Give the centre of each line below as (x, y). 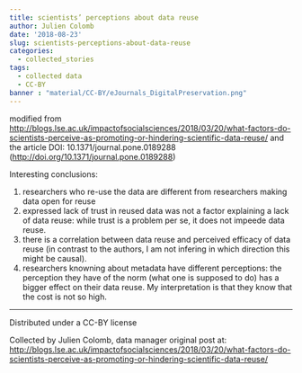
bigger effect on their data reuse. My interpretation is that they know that (157, 287)
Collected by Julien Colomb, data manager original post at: (118, 340)
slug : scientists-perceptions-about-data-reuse (100, 43)
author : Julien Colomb (52, 26)
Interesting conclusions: (54, 174)
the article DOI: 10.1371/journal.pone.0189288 (93, 147)
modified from (36, 119)
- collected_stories (56, 59)
